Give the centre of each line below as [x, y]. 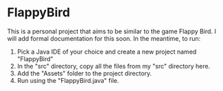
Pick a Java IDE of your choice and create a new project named [107, 52]
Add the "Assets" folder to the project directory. [84, 73]
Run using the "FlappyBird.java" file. [68, 80]
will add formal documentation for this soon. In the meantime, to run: [104, 38]
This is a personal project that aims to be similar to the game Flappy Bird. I [111, 31]
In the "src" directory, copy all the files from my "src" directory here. [114, 66]
